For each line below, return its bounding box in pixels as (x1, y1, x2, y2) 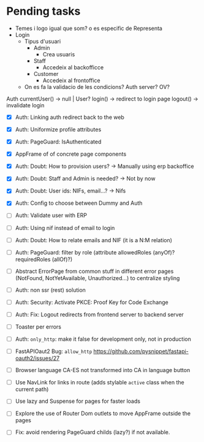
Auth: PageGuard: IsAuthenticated (15, 138, 102, 145)
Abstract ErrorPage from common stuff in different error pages (15, 267, 174, 275)
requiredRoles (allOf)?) (15, 256, 73, 263)
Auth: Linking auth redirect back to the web (15, 113, 124, 121)
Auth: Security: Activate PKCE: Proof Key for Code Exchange (15, 299, 168, 306)
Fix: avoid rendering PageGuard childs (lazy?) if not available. (15, 429, 170, 436)
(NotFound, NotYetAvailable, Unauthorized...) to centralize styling (15, 274, 180, 281)
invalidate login (6, 101, 45, 109)
